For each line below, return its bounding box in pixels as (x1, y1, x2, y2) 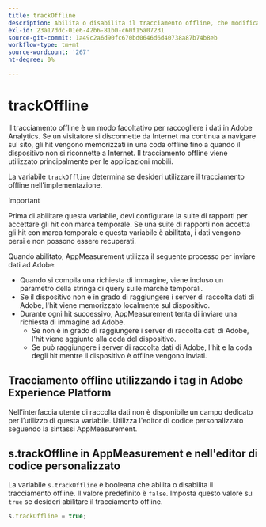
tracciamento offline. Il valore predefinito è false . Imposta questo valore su (8, 488, 253, 499)
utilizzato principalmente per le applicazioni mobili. (8, 156, 174, 166)
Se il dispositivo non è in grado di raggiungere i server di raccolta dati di (19, 292, 255, 301)
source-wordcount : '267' (8, 48, 90, 56)
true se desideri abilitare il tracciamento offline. (8, 497, 163, 506)
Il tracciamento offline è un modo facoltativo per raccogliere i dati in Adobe (8, 123, 253, 132)
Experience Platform (8, 386, 112, 400)
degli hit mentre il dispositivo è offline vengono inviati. (31, 351, 207, 360)
